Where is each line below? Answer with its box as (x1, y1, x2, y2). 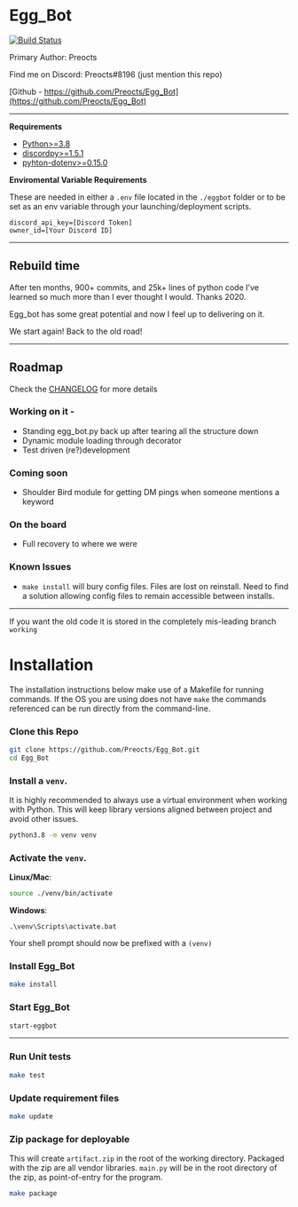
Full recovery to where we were (21, 539, 137, 549)
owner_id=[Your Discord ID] (9, 225, 114, 235)
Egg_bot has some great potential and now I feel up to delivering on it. (9, 308, 265, 319)
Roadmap (9, 360, 64, 375)
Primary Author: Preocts (9, 51, 98, 62)
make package (9, 1189, 58, 1198)
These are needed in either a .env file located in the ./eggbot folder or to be (9, 192, 286, 202)
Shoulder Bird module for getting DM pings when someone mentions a (21, 487, 280, 498)
